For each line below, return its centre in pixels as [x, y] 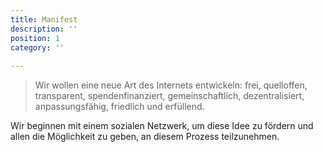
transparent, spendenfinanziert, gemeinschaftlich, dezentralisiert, [169, 96]
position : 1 [35, 38]
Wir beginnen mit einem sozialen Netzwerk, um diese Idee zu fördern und [162, 126]
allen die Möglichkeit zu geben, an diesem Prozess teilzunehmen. [145, 137]
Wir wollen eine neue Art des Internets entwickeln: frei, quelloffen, [171, 85]
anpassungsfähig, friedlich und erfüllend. [119, 107]
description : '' [44, 29]
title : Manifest [44, 19]
